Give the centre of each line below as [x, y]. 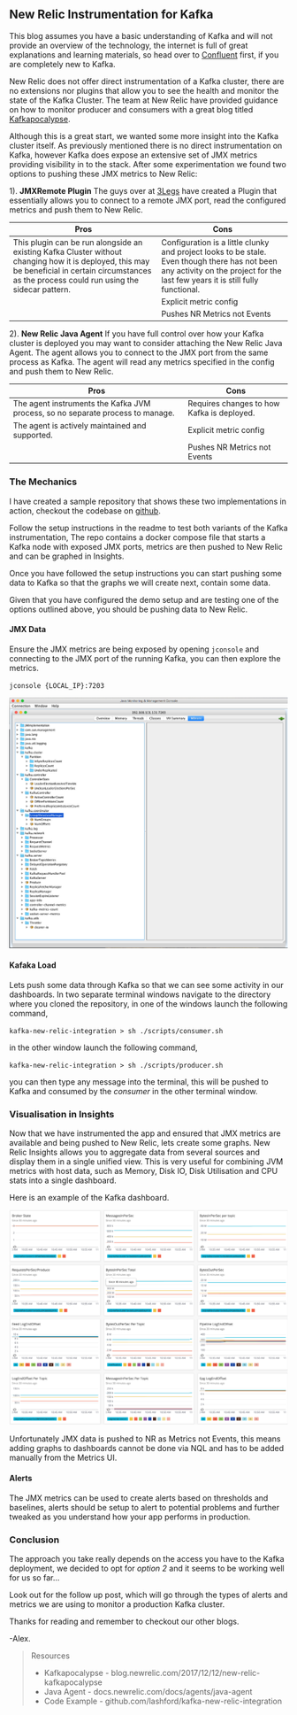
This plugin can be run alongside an [78, 242]
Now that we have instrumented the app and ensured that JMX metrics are [145, 1133]
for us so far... [34, 1577]
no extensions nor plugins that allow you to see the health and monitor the [144, 90]
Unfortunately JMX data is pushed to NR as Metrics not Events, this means [145, 1439]
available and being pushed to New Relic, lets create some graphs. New [140, 1143]
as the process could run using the [76, 280]
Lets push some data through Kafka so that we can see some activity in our [147, 985]
